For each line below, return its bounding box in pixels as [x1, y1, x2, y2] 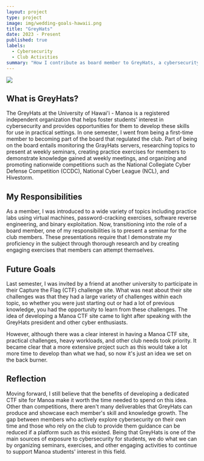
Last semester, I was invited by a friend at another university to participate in [6, 280, 198, 287]
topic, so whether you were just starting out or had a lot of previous [6, 299, 175, 306]
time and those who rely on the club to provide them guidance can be [6, 422, 180, 429]
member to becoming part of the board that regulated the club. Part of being [6, 135, 197, 143]
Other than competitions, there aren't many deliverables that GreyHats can [6, 403, 193, 410]
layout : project [6, 8, 47, 15]
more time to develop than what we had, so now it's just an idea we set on [6, 349, 192, 357]
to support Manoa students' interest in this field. [6, 448, 126, 455]
